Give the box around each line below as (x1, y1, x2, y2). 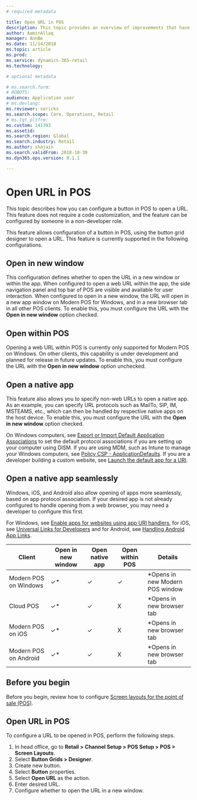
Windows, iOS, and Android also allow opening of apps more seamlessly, (6, 489, 182, 496)
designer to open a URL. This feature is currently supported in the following (6, 235, 188, 242)
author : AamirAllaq (6, 30, 54, 36)
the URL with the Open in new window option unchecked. (6, 362, 146, 370)
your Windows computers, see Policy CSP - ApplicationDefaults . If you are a (6, 451, 191, 457)
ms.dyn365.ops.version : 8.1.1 (6, 155, 80, 161)
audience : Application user (6, 95, 75, 101)
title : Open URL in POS (6, 19, 64, 25)
